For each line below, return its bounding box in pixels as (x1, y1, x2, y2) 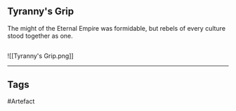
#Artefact (7, 97, 35, 105)
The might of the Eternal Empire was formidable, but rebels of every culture (7, 24, 226, 32)
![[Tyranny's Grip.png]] (7, 52, 74, 60)
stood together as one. (7, 31, 73, 40)
